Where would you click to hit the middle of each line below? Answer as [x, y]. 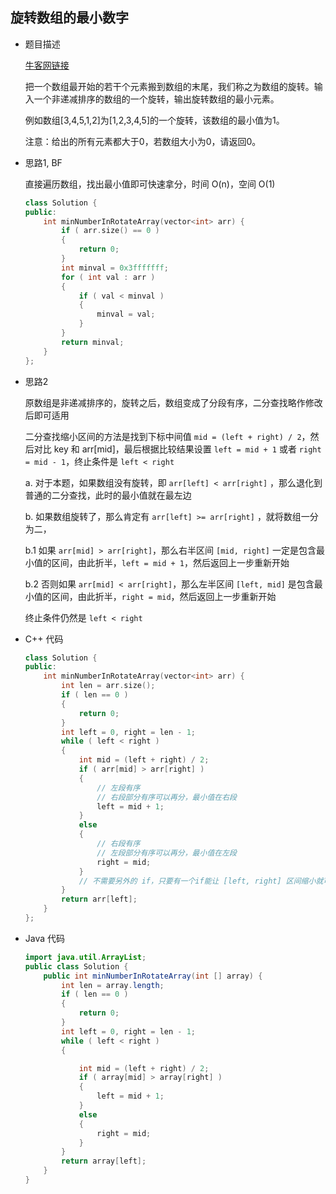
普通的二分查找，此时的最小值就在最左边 [108, 495]
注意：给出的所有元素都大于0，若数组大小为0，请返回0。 [143, 141]
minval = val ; [126, 314]
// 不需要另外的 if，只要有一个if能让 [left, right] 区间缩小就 [201, 881]
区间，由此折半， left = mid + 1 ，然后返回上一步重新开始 [170, 562]
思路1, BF [43, 162]
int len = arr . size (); [108, 686]
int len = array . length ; [113, 985]
